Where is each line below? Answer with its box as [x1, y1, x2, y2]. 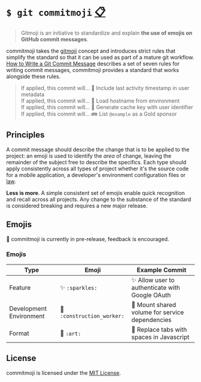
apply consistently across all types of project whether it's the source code [6, 165, 189, 172]
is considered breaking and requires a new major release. [6, 202, 148, 209]
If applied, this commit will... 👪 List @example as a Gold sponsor [20, 110, 178, 118]
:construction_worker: [59, 312, 124, 319]
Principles [6, 130, 45, 140]
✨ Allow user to [131, 276, 175, 284]
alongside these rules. [6, 73, 61, 80]
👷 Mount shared [131, 300, 176, 309]
